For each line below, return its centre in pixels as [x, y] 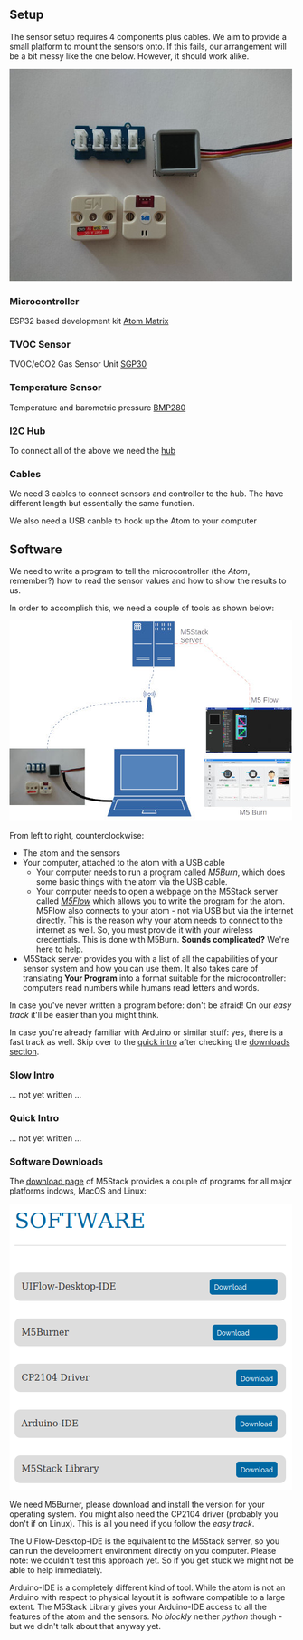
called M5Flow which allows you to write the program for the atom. [161, 901]
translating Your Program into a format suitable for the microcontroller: [154, 978]
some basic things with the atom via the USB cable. [132, 882]
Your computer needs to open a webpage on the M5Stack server [157, 892]
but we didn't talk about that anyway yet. [85, 1626]
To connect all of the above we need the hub [93, 451]
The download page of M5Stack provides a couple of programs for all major [151, 1181]
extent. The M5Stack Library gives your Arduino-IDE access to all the [138, 1607]
